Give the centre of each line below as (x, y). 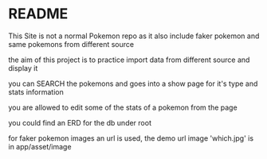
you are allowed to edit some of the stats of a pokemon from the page (123, 107)
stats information (36, 91)
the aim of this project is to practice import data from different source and (129, 60)
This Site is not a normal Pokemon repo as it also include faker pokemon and (134, 36)
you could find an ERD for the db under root (80, 122)
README (38, 14)
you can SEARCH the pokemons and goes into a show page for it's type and (133, 83)
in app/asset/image (40, 146)
